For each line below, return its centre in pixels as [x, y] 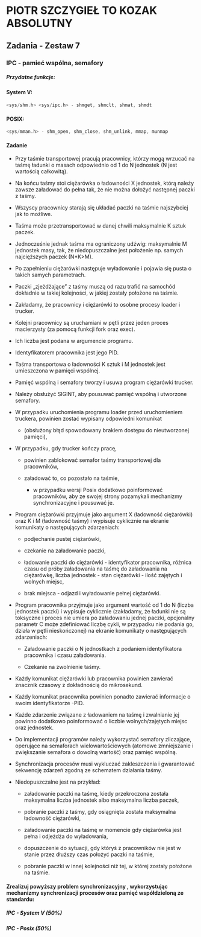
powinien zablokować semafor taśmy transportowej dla [92, 460]
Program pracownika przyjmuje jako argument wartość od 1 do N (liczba [104, 605]
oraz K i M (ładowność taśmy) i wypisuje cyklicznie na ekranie [92, 521]
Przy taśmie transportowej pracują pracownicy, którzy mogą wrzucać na [105, 159]
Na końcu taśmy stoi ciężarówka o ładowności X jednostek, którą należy [104, 183]
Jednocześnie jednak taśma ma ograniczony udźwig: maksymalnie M [101, 244]
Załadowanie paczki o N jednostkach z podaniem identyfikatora [103, 649]
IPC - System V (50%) [34, 913]
